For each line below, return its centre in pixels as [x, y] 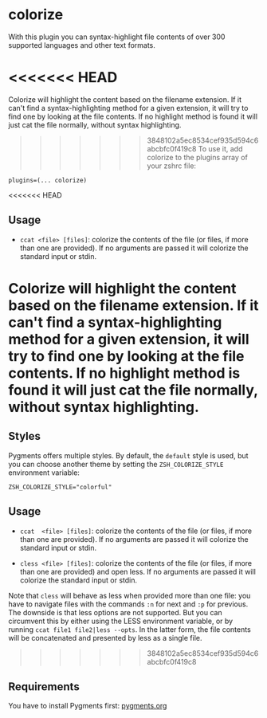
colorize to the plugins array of [198, 157]
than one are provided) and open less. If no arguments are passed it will [138, 571]
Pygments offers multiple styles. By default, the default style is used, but [128, 455]
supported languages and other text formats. [82, 45]
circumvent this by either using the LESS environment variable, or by [121, 621]
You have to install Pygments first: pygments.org [88, 706]
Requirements [44, 687]
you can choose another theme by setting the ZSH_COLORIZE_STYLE [116, 464]
